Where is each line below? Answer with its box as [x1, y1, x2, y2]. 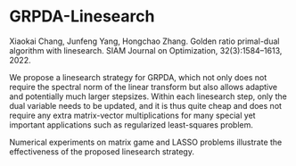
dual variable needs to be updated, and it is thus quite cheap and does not [9, 100, 283, 111]
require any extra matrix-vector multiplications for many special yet [9, 110, 256, 120]
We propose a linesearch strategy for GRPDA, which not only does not [9, 71, 267, 82]
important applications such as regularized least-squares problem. [9, 119, 254, 130]
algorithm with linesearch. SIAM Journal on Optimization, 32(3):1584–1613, [9, 45, 283, 55]
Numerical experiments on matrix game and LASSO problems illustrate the [9, 137, 283, 147]
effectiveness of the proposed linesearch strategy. [9, 145, 194, 157]
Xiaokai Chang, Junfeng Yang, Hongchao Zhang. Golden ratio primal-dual [9, 36, 280, 46]
